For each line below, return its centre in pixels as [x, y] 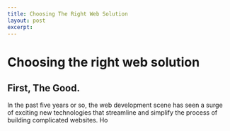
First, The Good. [44, 88]
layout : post [27, 21]
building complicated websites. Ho [58, 120]
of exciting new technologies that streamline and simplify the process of [113, 113]
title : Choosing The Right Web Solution [68, 14]
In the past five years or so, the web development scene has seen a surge [115, 105]
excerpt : [20, 27]
